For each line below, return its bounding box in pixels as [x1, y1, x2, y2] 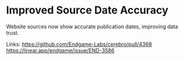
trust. [6, 29, 19, 36]
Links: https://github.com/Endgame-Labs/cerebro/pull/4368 [6, 41, 152, 48]
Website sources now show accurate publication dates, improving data [6, 23, 179, 30]
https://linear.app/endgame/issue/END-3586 [6, 46, 115, 54]
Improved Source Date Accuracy [6, 4, 169, 17]
